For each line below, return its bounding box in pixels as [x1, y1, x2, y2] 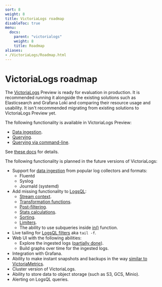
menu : [5, 25, 16, 30]
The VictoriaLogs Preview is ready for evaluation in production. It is [5, 90, 140, 96]
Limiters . [19, 220, 37, 226]
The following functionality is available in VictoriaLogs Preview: [5, 120, 132, 126]
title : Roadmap [14, 43, 45, 48]
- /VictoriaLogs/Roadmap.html [5, 52, 67, 57]
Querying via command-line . [12, 139, 70, 145]
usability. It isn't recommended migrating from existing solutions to [5, 105, 139, 111]
